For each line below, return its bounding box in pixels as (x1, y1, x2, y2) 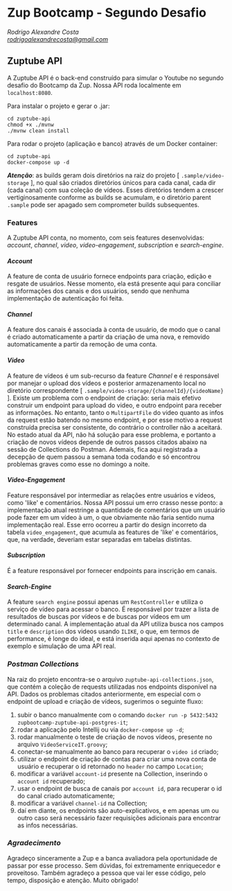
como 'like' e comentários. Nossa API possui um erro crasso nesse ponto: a (7, 498, 223, 506)
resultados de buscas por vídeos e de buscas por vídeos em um (7, 612, 190, 621)
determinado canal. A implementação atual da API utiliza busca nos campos (7, 620, 224, 628)
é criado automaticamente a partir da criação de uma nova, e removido (7, 333, 210, 341)
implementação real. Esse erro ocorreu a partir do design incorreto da (7, 520, 207, 529)
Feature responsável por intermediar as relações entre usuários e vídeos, (7, 491, 216, 500)
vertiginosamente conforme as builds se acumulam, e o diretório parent (7, 193, 211, 202)
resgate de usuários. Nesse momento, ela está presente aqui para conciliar (7, 279, 222, 288)
